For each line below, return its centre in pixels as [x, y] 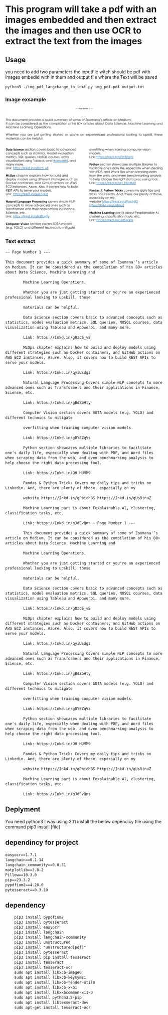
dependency [26, 905]
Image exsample [26, 99]
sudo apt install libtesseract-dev [51, 1003]
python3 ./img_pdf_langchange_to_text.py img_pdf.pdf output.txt [75, 87]
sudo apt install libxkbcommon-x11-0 [54, 993]
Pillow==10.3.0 [21, 875]
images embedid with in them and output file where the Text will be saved [81, 77]
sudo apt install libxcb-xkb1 [46, 988]
